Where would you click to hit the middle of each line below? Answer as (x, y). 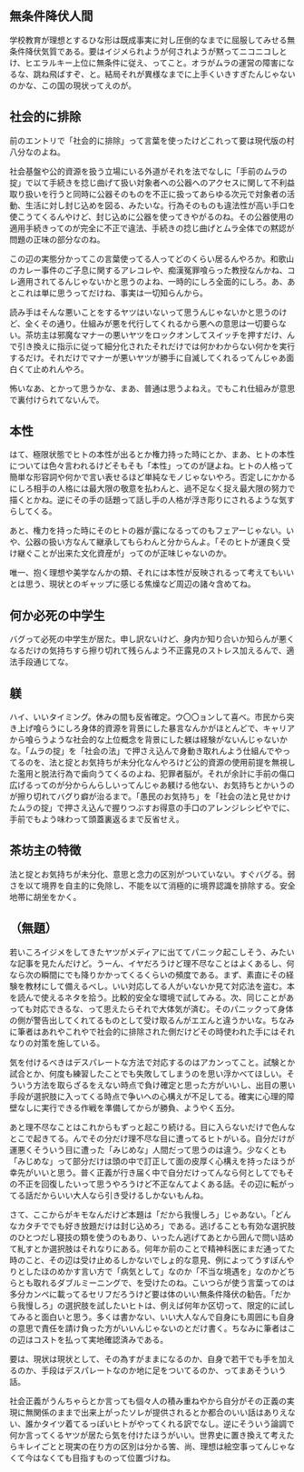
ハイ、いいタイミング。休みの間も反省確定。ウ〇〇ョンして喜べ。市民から (148, 717)
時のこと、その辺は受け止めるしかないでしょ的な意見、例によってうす (140, 1260)
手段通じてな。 (45, 662)
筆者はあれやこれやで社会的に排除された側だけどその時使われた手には (148, 1031)
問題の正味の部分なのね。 (57, 239)
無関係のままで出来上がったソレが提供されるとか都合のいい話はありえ (156, 1412)
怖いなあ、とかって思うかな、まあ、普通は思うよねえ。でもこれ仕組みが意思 (152, 388)
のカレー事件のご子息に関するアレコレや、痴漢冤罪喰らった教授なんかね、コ (152, 270)
